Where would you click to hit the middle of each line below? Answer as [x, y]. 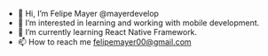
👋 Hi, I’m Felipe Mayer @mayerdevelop [88, 14]
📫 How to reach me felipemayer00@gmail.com [105, 42]
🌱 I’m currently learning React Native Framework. [107, 32]
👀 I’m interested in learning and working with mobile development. [138, 23]
